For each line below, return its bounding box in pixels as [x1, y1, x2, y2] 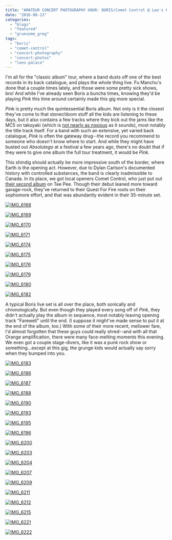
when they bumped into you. [5, 350, 66, 356]
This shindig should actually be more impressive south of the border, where [5, 159, 165, 166]
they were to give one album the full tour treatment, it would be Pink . [5, 149, 150, 155]
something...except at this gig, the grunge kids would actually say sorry [5, 345, 156, 351]
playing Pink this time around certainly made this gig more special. [5, 96, 145, 102]
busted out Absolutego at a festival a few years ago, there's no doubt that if [5, 144, 165, 150]
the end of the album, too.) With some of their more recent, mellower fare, [5, 323, 161, 329]
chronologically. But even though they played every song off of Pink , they [5, 307, 160, 313]
